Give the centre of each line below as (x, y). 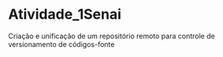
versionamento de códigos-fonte (61, 44)
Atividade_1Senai (65, 14)
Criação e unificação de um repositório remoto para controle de (111, 36)
